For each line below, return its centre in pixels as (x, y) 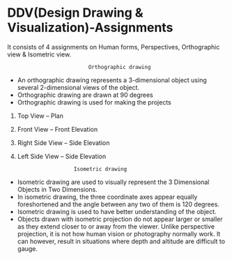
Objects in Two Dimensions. (57, 189)
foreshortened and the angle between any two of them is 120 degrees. (118, 204)
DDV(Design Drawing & (76, 13)
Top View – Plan (40, 116)
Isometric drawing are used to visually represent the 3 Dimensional (113, 182)
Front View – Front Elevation (57, 129)
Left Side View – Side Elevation (62, 156)
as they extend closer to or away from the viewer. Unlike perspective (116, 226)
